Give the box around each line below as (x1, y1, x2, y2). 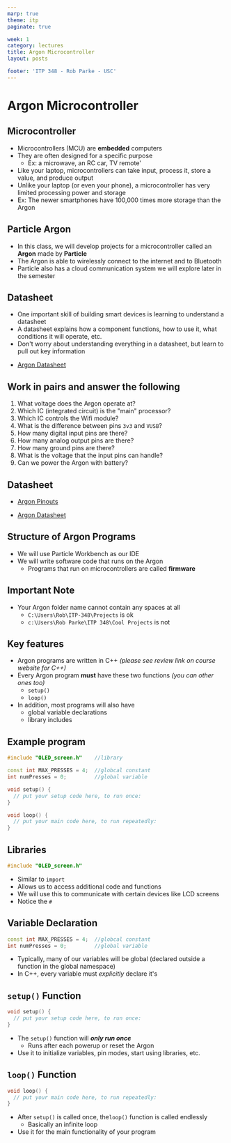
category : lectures (7, 43, 64, 49)
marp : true (7, 10, 39, 17)
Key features (7, 638, 64, 650)
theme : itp (7, 17, 39, 24)
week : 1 (7, 36, 30, 43)
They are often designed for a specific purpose (17, 151, 153, 160)
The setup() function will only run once (17, 1034, 132, 1042)
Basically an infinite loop (27, 1120, 98, 1129)
